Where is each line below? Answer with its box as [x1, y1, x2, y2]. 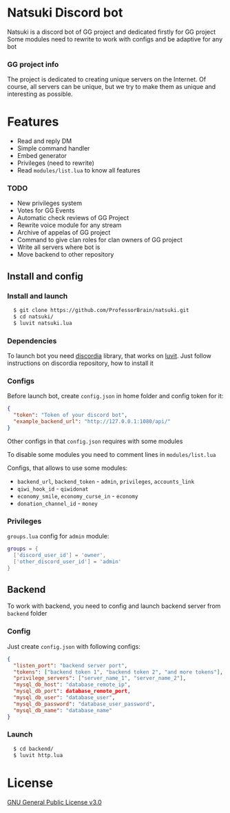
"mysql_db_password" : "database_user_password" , [13, 701, 156, 707]
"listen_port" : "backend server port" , [13, 662, 128, 669]
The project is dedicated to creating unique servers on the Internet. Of [7, 75, 207, 84]
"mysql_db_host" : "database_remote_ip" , [13, 681, 131, 688]
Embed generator [17, 152, 67, 160]
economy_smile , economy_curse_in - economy [17, 491, 138, 500]
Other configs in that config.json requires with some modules [7, 437, 183, 445]
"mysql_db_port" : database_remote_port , [13, 688, 131, 695]
